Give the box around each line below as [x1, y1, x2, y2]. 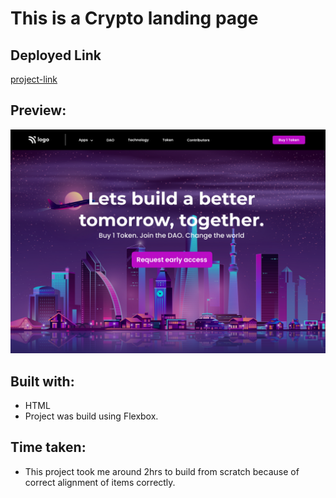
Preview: [10, 102, 67, 119]
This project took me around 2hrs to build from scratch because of [24, 465, 300, 477]
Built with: [10, 373, 75, 390]
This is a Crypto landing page [10, 7, 259, 30]
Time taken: [10, 439, 87, 456]
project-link [10, 73, 58, 85]
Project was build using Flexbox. [24, 410, 159, 422]
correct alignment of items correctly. [24, 476, 176, 488]
